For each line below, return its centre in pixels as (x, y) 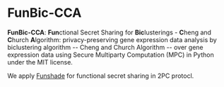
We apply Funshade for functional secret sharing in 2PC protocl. (101, 76)
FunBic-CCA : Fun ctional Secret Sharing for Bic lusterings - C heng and (110, 32)
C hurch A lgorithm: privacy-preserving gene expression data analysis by (112, 39)
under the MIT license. (40, 62)
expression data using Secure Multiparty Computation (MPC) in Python (111, 55)
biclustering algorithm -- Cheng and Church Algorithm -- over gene (105, 47)
